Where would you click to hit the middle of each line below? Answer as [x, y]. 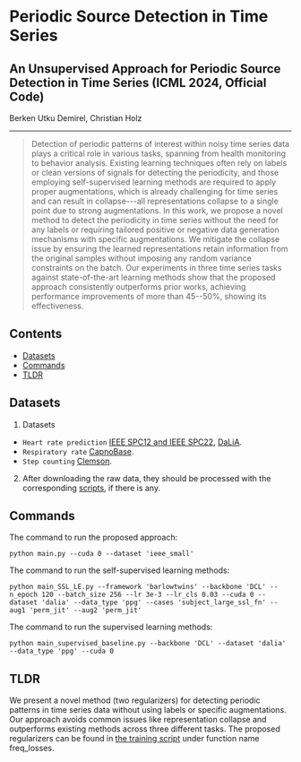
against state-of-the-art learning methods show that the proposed [153, 277]
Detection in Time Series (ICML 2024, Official [138, 82]
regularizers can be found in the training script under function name [134, 739]
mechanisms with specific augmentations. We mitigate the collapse [155, 239]
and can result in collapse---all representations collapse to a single [155, 201]
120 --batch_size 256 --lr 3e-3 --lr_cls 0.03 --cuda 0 [148, 595]
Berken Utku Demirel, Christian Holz [76, 118]
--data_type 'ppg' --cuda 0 [62, 652]
